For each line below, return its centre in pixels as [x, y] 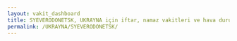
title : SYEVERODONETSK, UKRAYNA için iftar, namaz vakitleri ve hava [112, 20]
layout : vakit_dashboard [44, 14]
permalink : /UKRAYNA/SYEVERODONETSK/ [63, 26]
